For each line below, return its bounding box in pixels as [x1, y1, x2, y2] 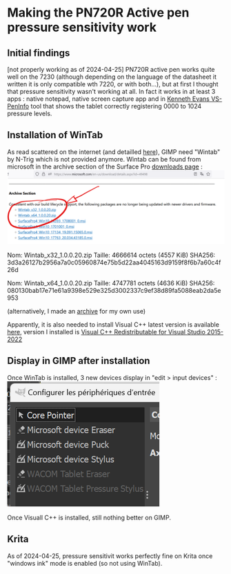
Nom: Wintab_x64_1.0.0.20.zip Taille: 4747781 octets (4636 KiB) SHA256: [7, 279, 215, 287]
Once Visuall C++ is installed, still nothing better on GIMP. [7, 513, 171, 522]
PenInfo [7, 102, 30, 110]
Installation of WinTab [7, 129, 103, 141]
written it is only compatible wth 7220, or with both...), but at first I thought [7, 80, 219, 88]
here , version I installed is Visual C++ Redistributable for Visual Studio [7, 328, 205, 336]
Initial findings [7, 47, 70, 59]
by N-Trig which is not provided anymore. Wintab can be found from [7, 155, 201, 163]
